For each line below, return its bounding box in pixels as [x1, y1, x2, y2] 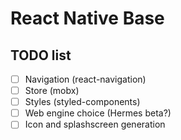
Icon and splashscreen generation [24, 118, 166, 131]
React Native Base [10, 7, 165, 30]
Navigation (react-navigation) [24, 73, 147, 85]
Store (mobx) [24, 85, 80, 97]
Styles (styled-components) [24, 96, 141, 108]
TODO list [10, 47, 72, 64]
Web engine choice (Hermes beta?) [24, 107, 172, 119]
